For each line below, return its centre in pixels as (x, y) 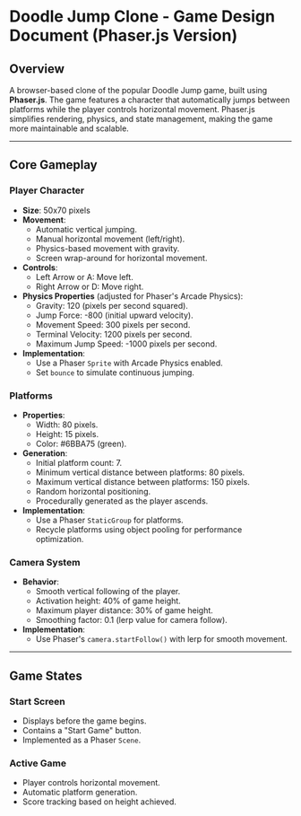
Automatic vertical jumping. (86, 229)
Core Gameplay (53, 165)
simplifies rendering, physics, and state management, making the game (141, 119)
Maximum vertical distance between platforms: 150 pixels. (143, 481)
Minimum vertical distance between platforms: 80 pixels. (140, 472)
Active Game (38, 763)
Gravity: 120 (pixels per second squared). (112, 305)
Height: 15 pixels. (67, 434)
